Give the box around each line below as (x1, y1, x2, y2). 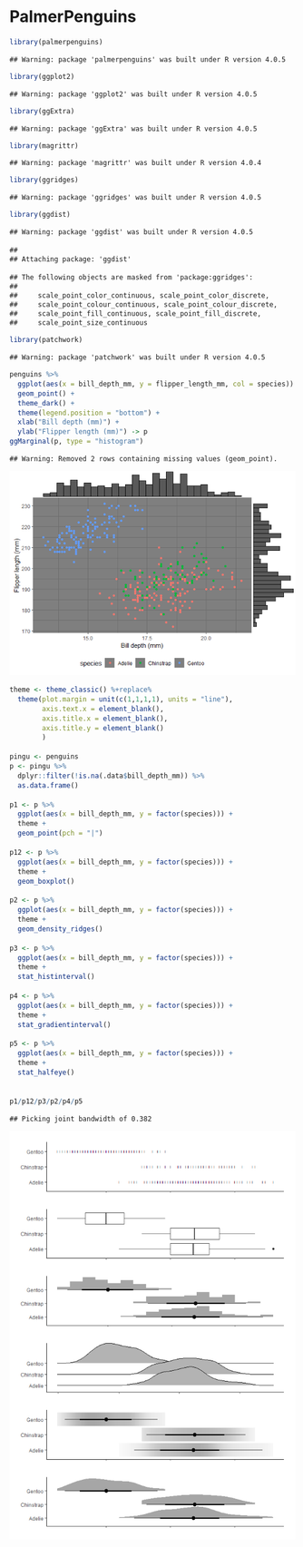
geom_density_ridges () (17, 924, 103, 934)
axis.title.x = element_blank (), (42, 714, 169, 723)
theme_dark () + (17, 398, 75, 407)
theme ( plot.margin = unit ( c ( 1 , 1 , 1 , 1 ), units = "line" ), (17, 694, 233, 704)
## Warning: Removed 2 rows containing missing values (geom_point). (9, 455, 279, 464)
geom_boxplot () (17, 876, 75, 886)
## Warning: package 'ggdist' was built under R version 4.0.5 (9, 228, 254, 237)
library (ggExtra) (9, 106, 75, 115)
